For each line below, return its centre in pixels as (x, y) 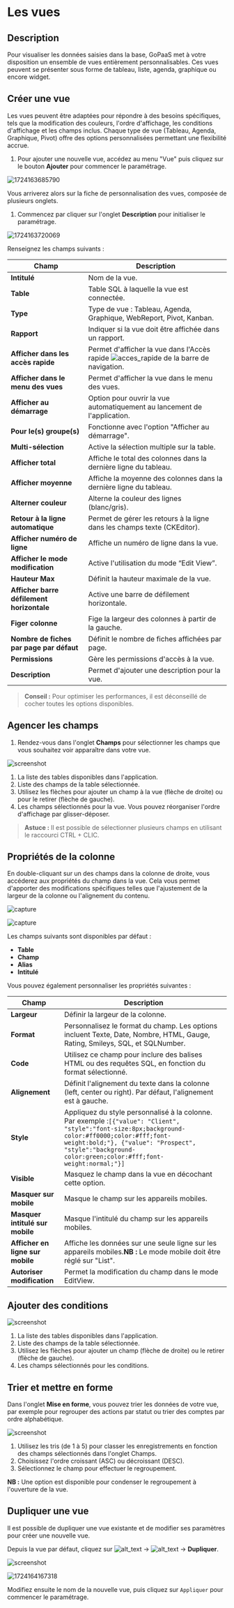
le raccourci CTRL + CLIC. (62, 835)
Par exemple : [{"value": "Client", (122, 1121)
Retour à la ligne (38, 519)
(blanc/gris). (108, 507)
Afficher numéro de (44, 538)
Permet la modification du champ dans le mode (141, 1272)
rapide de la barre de (149, 358)
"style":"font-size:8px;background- (125, 1129)
